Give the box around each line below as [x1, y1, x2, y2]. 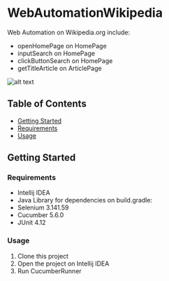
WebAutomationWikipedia [7, 5, 163, 21]
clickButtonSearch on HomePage [17, 56, 113, 64]
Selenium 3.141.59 [17, 203, 69, 212]
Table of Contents [7, 98, 87, 110]
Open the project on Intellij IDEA [17, 259, 110, 268]
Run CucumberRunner [17, 266, 82, 275]
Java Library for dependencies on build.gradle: [17, 196, 153, 205]
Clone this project [17, 252, 68, 260]
